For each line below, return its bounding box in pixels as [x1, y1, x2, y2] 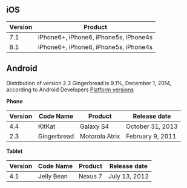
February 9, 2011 [126, 132, 177, 140]
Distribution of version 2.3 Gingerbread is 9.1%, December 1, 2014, [6, 79, 172, 86]
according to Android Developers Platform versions [6, 86, 134, 93]
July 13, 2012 [108, 172, 149, 180]
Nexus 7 [78, 172, 103, 180]
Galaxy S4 [79, 122, 110, 131]
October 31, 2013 [126, 122, 178, 131]
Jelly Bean [38, 172, 68, 180]
